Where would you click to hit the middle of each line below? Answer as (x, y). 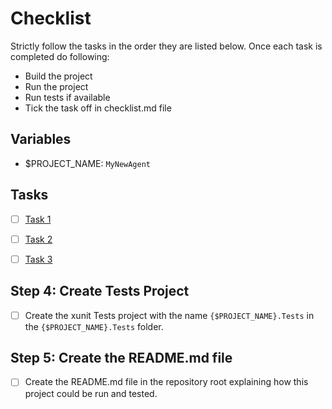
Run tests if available (67, 97)
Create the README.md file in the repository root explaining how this (166, 382)
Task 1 (38, 219)
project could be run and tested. (91, 393)
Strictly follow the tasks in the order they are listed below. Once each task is (166, 46)
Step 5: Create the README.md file (121, 358)
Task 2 (38, 239)
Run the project (56, 86)
